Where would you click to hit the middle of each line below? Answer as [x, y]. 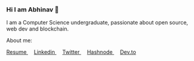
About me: [19, 41]
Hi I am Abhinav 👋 [33, 10]
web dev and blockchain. [38, 29]
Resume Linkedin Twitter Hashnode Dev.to [71, 52]
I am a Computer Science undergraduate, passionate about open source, [97, 23]
